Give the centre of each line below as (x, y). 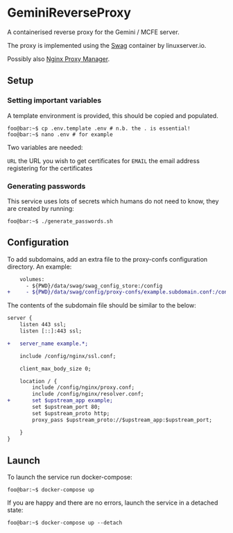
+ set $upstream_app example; (60, 400)
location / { (38, 381)
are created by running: (41, 208)
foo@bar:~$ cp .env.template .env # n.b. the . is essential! (99, 128)
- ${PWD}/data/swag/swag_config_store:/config (94, 286)
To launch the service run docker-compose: (70, 477)
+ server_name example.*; (48, 344)
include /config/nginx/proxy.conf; (84, 388)
